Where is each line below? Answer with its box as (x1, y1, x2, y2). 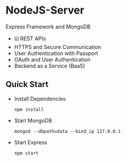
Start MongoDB (14, 116, 52, 124)
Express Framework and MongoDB (5, 23, 91, 30)
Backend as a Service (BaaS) (14, 62, 85, 69)
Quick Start (5, 79, 49, 89)
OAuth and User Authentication (14, 56, 91, 63)
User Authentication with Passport (14, 50, 99, 57)
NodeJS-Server (5, 4, 84, 17)
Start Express (14, 138, 47, 145)
